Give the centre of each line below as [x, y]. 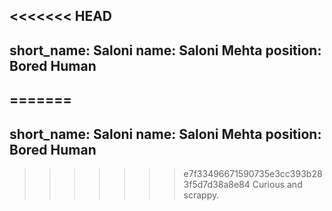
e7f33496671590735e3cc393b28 [253, 173]
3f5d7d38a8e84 [217, 184]
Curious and [277, 184]
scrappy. [201, 195]
